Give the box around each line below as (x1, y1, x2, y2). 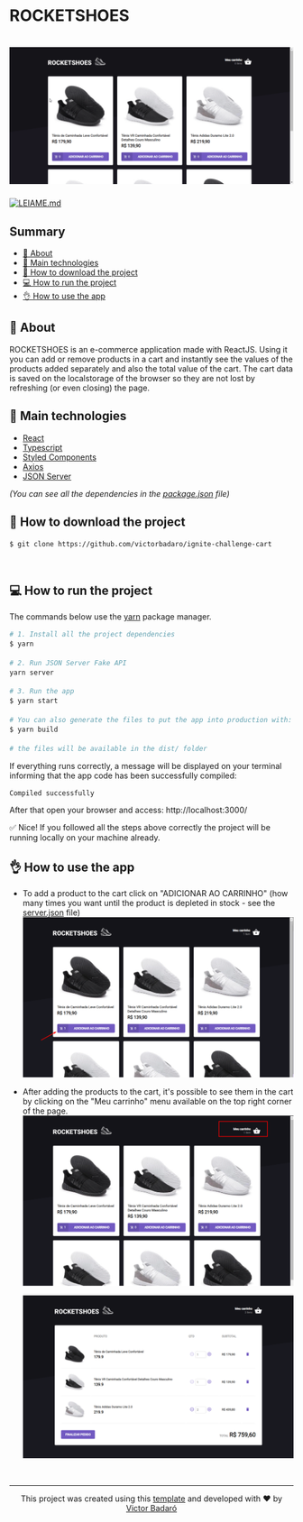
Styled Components (22, 452, 97, 463)
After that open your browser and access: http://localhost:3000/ (9, 804, 248, 816)
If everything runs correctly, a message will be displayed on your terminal (9, 760, 282, 771)
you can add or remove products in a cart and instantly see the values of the (9, 353, 293, 364)
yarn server (9, 668, 54, 677)
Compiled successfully (9, 788, 95, 798)
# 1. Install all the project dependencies (9, 630, 176, 639)
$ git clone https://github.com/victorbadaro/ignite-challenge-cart (9, 539, 272, 548)
